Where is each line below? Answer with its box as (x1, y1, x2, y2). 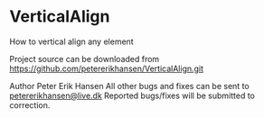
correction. (9, 99, 51, 110)
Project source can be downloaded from (9, 53, 160, 64)
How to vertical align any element (9, 36, 134, 47)
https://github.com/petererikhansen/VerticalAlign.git (9, 63, 204, 74)
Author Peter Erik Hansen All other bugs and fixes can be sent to (9, 80, 250, 91)
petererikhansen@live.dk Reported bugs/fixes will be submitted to (9, 90, 256, 101)
